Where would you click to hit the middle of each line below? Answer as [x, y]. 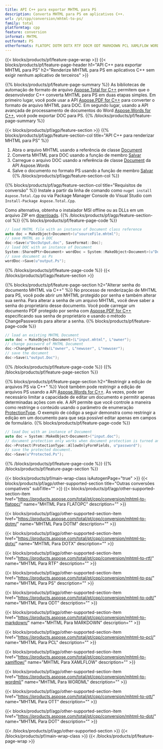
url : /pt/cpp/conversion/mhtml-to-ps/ [44, 18]
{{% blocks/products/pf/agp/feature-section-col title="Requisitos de [73, 185]
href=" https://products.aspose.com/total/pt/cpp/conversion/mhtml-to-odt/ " [81, 598]
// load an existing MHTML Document [42, 335]
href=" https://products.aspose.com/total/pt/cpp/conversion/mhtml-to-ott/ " [80, 696]
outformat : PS [19, 41]
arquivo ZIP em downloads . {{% [37, 215]
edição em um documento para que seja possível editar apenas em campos [81, 418]
